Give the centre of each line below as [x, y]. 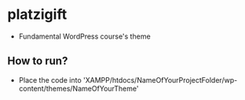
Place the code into [50, 80]
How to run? [38, 61]
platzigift [37, 15]
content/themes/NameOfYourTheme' [79, 88]
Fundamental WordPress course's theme [84, 36]
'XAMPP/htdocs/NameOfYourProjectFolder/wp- [160, 80]
